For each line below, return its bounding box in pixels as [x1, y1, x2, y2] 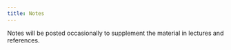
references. [7, 36, 40, 45]
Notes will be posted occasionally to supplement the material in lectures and [7, 29, 224, 37]
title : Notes [7, 10, 45, 17]
